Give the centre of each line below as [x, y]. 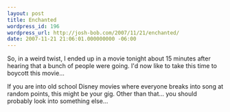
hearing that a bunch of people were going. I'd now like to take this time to [112, 66]
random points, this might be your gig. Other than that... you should [102, 94]
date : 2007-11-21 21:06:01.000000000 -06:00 [72, 39]
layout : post [26, 13]
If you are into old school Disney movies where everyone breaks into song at [115, 87]
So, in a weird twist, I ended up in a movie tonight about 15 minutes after [109, 58]
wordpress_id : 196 [33, 26]
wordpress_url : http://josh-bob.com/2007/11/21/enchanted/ [93, 33]
